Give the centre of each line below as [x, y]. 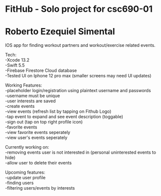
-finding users [19, 183]
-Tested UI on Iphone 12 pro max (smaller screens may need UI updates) [78, 76]
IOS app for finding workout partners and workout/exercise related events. [80, 45]
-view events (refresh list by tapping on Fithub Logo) [58, 111]
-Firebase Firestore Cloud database [41, 70]
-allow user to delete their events [39, 163]
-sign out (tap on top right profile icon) [44, 122]
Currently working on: [27, 147]
